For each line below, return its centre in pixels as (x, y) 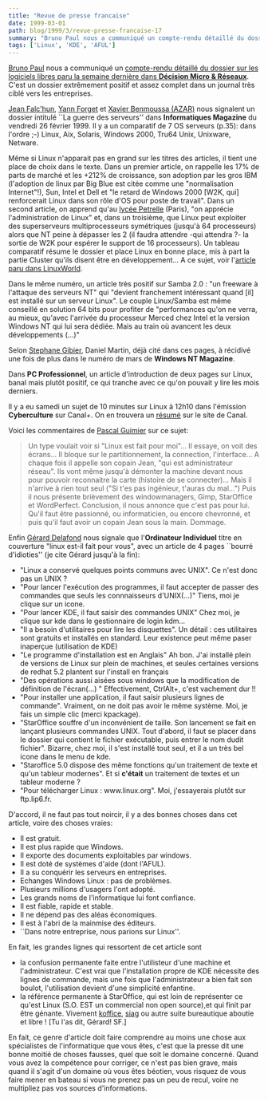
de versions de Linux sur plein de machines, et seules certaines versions (139, 664)
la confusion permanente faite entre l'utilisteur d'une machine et (125, 963)
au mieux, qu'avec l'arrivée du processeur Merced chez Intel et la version (129, 318)
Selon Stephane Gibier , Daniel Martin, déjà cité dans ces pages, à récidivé (130, 350)
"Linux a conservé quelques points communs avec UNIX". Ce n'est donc (138, 570)
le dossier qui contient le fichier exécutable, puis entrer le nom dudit (132, 740)
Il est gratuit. (40, 839)
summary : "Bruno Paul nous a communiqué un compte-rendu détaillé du (126, 38)
